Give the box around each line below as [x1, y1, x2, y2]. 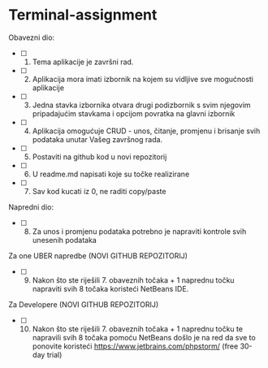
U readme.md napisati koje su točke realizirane [32, 169, 190, 179]
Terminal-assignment [8, 6, 158, 24]
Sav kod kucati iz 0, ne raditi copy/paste [32, 186, 166, 196]
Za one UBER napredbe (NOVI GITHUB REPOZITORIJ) [8, 250, 188, 261]
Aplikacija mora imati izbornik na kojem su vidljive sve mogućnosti [32, 74, 254, 84]
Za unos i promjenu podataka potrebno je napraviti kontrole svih [32, 226, 247, 236]
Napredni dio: [8, 201, 54, 212]
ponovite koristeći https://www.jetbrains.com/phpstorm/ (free [32, 341, 239, 351]
